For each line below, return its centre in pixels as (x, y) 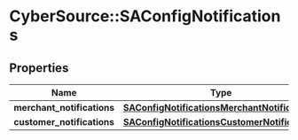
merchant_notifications (64, 108)
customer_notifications (64, 122)
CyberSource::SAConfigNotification (145, 16)
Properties (39, 68)
